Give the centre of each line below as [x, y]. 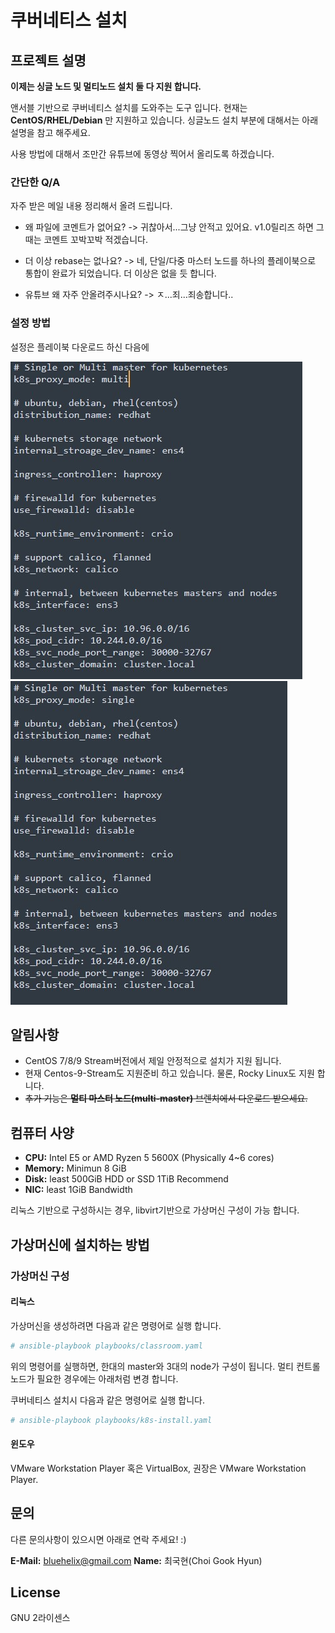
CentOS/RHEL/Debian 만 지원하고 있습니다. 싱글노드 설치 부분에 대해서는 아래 [164, 120]
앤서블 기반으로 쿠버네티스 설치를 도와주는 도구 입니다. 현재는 [129, 107]
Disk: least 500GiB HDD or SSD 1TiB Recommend [126, 1179]
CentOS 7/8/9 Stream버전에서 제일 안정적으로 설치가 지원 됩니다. [153, 1061]
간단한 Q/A [35, 182]
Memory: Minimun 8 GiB [75, 1168]
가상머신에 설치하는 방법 [80, 1244]
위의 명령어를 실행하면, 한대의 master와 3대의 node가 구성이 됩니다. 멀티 [152, 1366]
